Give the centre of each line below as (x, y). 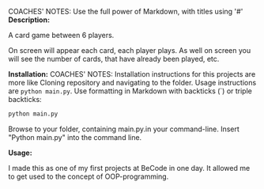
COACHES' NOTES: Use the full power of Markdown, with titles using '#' (126, 11)
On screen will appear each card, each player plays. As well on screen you (130, 50)
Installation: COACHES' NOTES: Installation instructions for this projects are (132, 74)
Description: (29, 20)
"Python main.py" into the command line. (75, 137)
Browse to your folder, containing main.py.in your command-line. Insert (124, 129)
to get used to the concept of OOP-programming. (89, 176)
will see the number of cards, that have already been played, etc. (114, 59)
